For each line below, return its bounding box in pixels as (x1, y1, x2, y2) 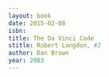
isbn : (8, 26, 26, 34)
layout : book (8, 11, 52, 20)
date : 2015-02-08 (8, 19, 66, 27)
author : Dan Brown (8, 49, 69, 57)
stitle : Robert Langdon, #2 (8, 42, 102, 50)
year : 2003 (8, 57, 45, 65)
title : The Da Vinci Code (8, 34, 94, 43)
